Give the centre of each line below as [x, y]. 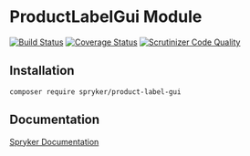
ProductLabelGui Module [106, 17]
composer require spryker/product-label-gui [95, 92]
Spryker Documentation [54, 141]
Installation [42, 71]
